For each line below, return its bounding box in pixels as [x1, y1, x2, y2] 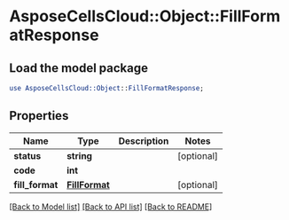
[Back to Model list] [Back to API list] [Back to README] [9, 201, 213, 212]
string [66, 149, 93, 161]
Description [118, 135, 169, 147]
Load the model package [9, 60, 149, 75]
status [13, 149, 42, 161]
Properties [9, 108, 69, 123]
